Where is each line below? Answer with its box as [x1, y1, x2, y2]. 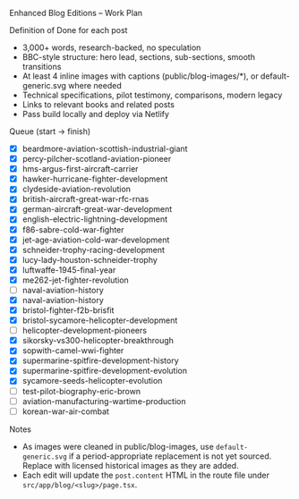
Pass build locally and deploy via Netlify [21, 109, 170, 119]
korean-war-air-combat [21, 406, 110, 417]
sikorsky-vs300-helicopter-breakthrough [21, 335, 175, 346]
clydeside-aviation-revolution [21, 183, 132, 195]
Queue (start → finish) [9, 126, 91, 137]
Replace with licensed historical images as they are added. [21, 460, 239, 470]
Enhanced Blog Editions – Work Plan [9, 8, 143, 18]
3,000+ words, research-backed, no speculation [21, 42, 201, 53]
